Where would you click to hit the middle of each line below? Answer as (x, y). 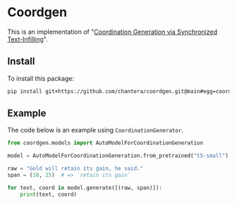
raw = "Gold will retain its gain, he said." (75, 169)
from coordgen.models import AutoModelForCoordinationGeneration (105, 143)
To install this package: (41, 78)
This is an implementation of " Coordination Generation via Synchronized (112, 32)
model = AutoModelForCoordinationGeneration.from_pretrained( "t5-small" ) (118, 156)
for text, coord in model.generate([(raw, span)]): (85, 187)
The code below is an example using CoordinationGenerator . (95, 130)
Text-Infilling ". (28, 39)
